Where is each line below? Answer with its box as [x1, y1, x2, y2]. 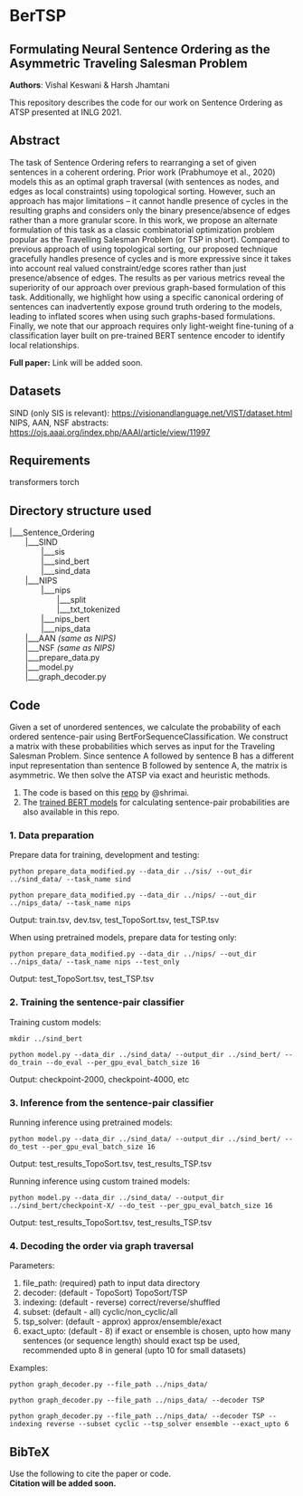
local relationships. [9, 339, 80, 350]
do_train [9, 1058, 43, 1067]
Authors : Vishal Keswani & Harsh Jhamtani [9, 80, 170, 91]
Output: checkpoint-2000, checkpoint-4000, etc [9, 1073, 190, 1084]
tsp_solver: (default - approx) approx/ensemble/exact [22, 1316, 223, 1327]
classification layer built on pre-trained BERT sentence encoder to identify [9, 329, 286, 340]
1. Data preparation [9, 829, 95, 842]
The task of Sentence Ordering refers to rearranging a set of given [9, 157, 257, 167]
